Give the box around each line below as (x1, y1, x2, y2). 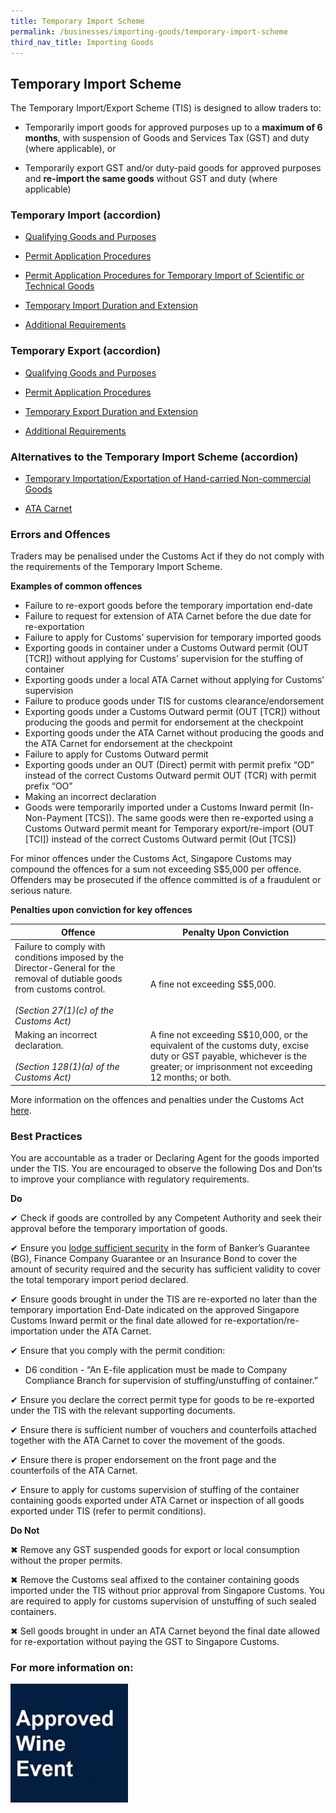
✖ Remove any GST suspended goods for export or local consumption (10, 1544, 300, 1556)
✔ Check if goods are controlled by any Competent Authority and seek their (10, 1212, 323, 1224)
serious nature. (10, 885, 73, 897)
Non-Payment (24, 812, 83, 824)
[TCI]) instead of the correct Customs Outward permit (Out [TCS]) (24, 833, 297, 845)
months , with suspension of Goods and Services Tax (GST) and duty (24, 132, 310, 144)
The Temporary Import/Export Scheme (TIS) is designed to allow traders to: (10, 102, 322, 114)
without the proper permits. (10, 1555, 123, 1567)
